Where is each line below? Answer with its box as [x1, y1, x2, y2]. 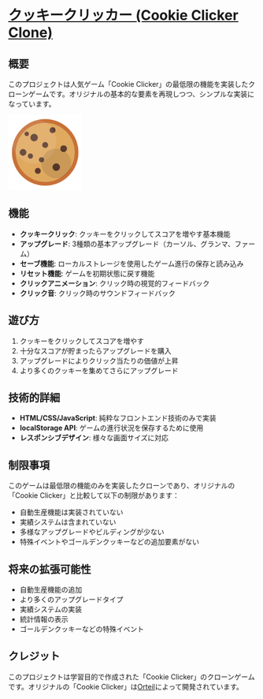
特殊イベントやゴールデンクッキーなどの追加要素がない [19, 537, 199, 547]
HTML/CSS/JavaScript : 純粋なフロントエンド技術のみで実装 [19, 413, 217, 423]
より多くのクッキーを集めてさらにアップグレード [19, 365, 179, 375]
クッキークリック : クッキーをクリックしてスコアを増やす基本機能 [19, 229, 231, 238]
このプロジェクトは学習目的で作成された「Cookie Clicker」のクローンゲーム [8, 671, 255, 682]
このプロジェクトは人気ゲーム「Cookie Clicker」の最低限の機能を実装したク [8, 80, 256, 88]
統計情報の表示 [19, 615, 69, 624]
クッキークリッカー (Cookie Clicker [8, 6, 239, 24]
